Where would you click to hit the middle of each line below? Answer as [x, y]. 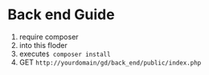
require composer [49, 37]
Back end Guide [61, 15]
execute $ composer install [65, 53]
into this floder [43, 45]
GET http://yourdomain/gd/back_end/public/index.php [110, 62]
